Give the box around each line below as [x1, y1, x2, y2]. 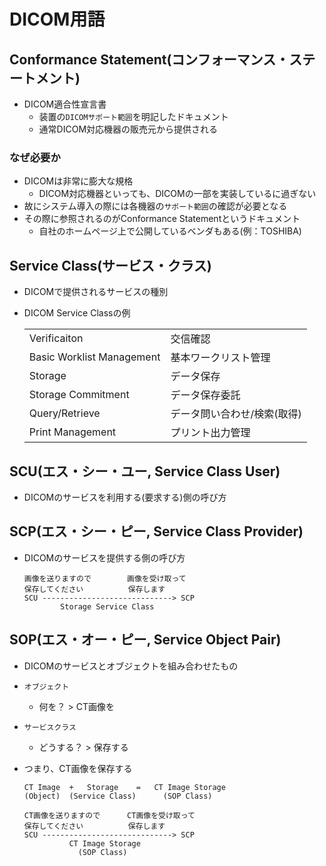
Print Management [28, 425, 117, 439]
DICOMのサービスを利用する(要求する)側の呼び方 [23, 491, 227, 503]
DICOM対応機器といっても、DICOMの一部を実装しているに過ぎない [38, 188, 317, 200]
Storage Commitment [28, 388, 130, 402]
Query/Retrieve [28, 406, 101, 420]
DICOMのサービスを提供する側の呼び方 [23, 551, 186, 564]
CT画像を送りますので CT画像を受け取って [23, 810, 196, 820]
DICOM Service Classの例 [23, 307, 131, 319]
